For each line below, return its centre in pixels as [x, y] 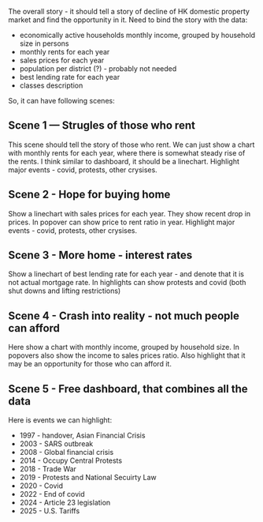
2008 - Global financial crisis [67, 453]
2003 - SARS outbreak [56, 444]
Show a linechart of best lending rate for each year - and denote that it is [126, 274]
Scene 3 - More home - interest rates [100, 255]
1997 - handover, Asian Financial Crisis [82, 436]
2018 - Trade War [48, 469]
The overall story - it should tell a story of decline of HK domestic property [129, 11]
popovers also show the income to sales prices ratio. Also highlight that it [127, 355]
